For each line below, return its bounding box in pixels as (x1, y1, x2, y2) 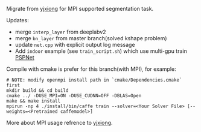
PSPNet (14, 54, 34, 61)
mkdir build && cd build (6, 88, 69, 94)
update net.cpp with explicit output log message (14, 41, 135, 48)
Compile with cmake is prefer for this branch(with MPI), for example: (6, 65, 176, 73)
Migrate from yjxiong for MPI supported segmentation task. (6, 5, 154, 12)
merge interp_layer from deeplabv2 (14, 28, 107, 35)
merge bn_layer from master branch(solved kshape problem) (14, 35, 167, 41)
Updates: (6, 17, 29, 23)
